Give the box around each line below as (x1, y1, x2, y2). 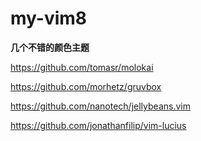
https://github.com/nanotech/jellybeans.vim (10, 100, 191, 112)
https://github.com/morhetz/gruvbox (10, 80, 162, 92)
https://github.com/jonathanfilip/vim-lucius (10, 119, 187, 131)
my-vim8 (10, 7, 88, 30)
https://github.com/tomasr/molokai (10, 61, 154, 73)
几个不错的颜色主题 (10, 41, 90, 53)
